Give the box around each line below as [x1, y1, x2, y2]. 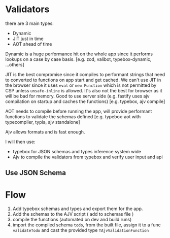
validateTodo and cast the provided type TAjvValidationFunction [12, 227, 149, 233]
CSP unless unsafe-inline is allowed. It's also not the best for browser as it [5, 87, 162, 93]
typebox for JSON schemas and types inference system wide [12, 148, 141, 154]
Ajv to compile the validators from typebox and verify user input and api [12, 154, 163, 160]
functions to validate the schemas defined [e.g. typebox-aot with [5, 113, 141, 120]
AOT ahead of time [12, 41, 52, 47]
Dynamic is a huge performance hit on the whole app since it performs [5, 51, 153, 57]
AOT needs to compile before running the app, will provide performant [5, 108, 152, 114]
